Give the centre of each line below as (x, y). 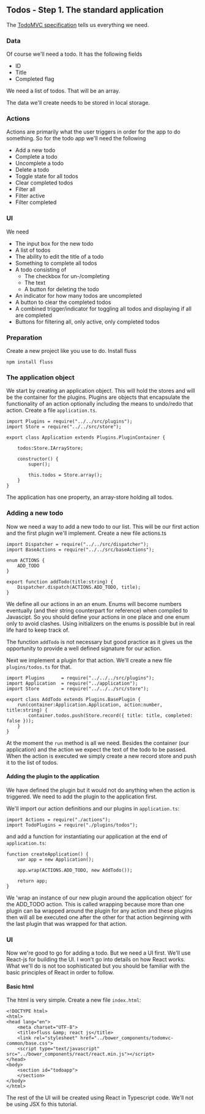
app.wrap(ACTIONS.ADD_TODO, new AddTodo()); (75, 870)
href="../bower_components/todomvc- (127, 1038)
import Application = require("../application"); (72, 683)
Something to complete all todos (56, 263)
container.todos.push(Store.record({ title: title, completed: (110, 715)
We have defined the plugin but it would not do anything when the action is (101, 790)
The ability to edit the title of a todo (59, 256)
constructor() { (38, 459)
